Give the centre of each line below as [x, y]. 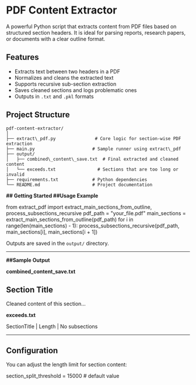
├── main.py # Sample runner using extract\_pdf [94, 149]
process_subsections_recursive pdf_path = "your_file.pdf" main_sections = [96, 213]
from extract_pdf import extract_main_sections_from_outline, [79, 207]
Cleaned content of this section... [46, 304]
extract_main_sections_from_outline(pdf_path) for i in [70, 219]
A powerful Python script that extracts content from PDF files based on [91, 26]
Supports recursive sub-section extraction [65, 84]
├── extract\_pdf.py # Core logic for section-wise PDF [94, 138]
